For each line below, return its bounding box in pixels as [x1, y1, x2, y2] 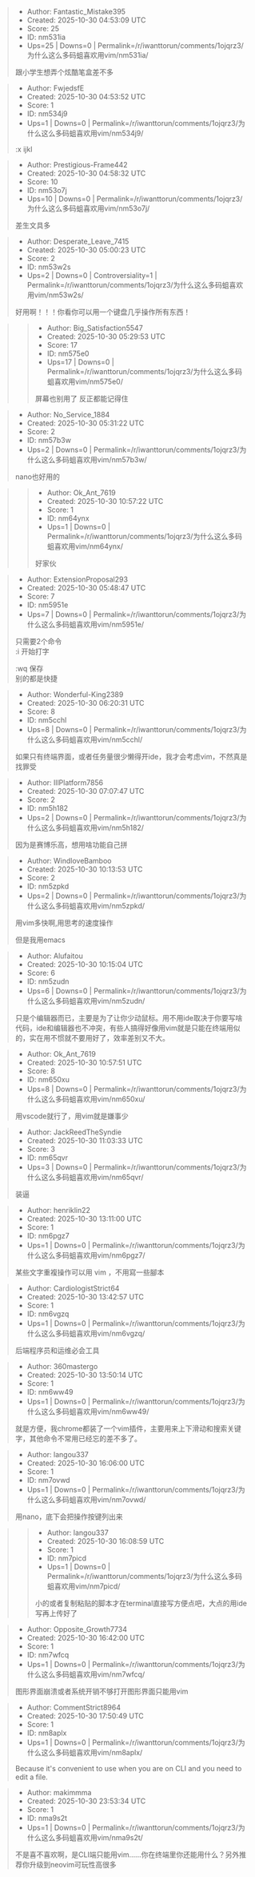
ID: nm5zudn [26, 977, 70, 986]
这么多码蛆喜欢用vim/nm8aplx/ [41, 1748, 143, 1757]
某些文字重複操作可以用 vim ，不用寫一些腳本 [14, 1267, 165, 1277]
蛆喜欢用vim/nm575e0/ [46, 377, 123, 386]
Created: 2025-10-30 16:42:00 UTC [26, 1633, 145, 1642]
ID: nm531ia [26, 32, 66, 42]
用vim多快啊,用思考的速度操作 [14, 918, 114, 928]
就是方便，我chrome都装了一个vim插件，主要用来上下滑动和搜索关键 [14, 1424, 241, 1433]
